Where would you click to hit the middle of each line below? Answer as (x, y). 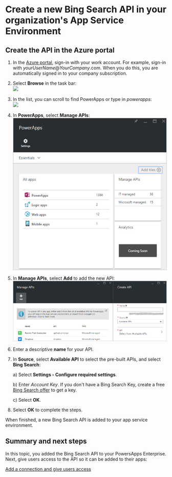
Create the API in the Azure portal (60, 50)
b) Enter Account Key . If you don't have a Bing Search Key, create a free (89, 384)
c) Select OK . (27, 400)
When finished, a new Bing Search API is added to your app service (77, 420)
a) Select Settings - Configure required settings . (65, 375)
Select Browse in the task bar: (45, 83)
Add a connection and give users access (48, 469)
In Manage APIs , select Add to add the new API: (64, 278)
